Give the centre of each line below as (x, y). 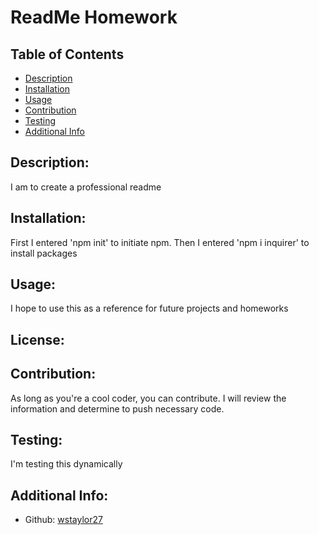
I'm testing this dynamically (66, 464)
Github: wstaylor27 (63, 520)
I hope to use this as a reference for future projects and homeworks (149, 308)
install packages (44, 253)
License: (37, 339)
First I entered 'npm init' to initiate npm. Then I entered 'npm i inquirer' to (160, 242)
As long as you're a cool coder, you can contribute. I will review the (148, 398)
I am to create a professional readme (86, 187)
